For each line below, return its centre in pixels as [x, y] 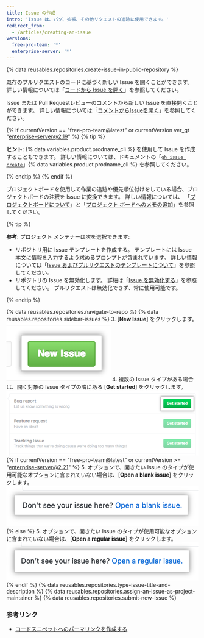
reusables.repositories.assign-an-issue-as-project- [131, 591]
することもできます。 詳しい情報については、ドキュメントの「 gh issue [95, 157]
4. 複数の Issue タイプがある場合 [153, 379]
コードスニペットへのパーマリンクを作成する [71, 629]
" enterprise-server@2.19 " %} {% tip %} [56, 136]
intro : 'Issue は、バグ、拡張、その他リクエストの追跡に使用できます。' [88, 19]
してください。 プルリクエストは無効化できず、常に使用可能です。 [98, 288]
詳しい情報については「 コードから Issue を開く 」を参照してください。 [94, 90]
